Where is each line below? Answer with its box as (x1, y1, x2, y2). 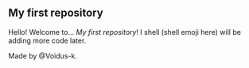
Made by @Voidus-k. (8, 51, 77, 60)
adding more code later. (8, 36, 87, 45)
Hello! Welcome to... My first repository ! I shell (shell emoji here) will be (8, 27, 241, 36)
